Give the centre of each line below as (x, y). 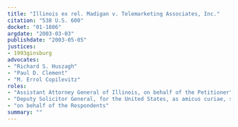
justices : (22, 47)
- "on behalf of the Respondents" (58, 106)
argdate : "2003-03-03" (41, 34)
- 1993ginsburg (30, 54)
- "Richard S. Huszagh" (42, 66)
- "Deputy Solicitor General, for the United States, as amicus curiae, (117, 99)
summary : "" (25, 112)
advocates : (23, 60)
